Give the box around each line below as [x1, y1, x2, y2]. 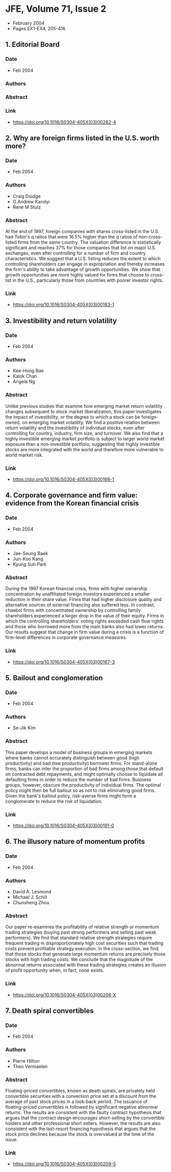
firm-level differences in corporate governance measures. [5, 634, 127, 640]
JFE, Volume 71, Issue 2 [5, 3, 107, 15]
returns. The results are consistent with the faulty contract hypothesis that [5, 1109, 162, 1115]
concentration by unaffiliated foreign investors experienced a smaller [5, 591, 151, 597]
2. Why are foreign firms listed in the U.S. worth [5, 134, 159, 143]
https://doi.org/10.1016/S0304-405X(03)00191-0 [12, 822, 114, 829]
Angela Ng [12, 379, 35, 385]
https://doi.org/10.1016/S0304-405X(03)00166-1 [12, 476, 114, 482]
